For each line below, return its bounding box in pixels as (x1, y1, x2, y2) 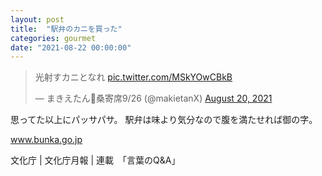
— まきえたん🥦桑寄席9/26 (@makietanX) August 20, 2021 (34, 92, 273, 105)
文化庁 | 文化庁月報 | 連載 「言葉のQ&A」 (10, 154, 181, 166)
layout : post (10, 14, 65, 25)
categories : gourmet (10, 33, 97, 43)
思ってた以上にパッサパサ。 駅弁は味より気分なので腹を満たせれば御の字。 (10, 114, 318, 126)
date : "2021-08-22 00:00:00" (10, 42, 132, 53)
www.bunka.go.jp (10, 134, 83, 146)
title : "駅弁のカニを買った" (10, 24, 123, 34)
